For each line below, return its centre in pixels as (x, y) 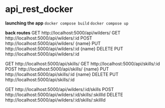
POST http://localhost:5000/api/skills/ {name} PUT (57, 69)
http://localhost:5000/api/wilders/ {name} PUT (53, 43)
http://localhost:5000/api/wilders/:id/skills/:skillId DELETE (64, 94)
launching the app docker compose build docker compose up (67, 23)
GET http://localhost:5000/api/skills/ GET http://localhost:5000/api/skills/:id (83, 63)
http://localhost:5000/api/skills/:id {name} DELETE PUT (62, 74)
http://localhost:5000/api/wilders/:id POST (49, 38)
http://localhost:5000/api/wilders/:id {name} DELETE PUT (64, 48)
